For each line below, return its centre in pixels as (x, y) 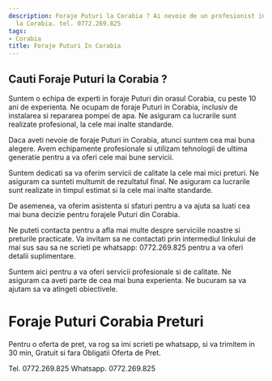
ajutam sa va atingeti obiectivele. (63, 289)
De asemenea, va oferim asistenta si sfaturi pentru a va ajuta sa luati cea (130, 205)
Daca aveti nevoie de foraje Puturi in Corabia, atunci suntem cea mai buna (132, 139)
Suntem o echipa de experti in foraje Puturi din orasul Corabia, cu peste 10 (132, 98)
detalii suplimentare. (42, 255)
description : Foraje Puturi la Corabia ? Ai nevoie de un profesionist (132, 16)
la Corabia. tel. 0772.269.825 (68, 24)
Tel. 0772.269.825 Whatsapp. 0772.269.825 (82, 368)
